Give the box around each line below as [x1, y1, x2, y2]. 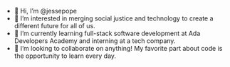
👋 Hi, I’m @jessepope [14, 7, 77, 15]
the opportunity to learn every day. [14, 51, 116, 60]
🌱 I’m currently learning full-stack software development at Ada [14, 29, 201, 37]
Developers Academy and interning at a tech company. [14, 37, 176, 45]
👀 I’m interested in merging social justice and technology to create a [14, 14, 214, 23]
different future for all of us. [14, 22, 95, 30]
